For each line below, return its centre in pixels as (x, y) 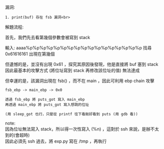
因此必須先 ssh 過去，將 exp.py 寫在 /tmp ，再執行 (56, 141)
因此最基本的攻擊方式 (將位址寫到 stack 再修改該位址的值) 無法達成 (72, 70)
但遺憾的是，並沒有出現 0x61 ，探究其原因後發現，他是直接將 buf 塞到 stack (82, 64)
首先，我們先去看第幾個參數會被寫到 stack (48, 37)
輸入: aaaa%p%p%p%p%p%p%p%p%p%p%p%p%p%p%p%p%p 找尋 (78, 48)
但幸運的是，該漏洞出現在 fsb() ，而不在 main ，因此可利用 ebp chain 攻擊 (80, 81)
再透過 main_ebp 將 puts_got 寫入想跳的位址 (47, 105)
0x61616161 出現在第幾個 (30, 54)
